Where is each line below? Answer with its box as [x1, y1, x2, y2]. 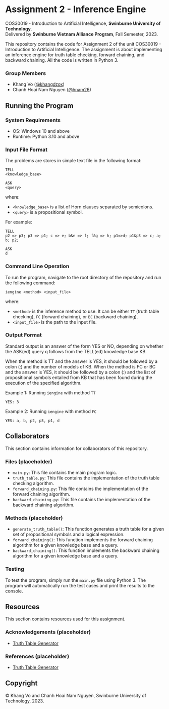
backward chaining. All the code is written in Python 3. [5, 57, 119, 63]
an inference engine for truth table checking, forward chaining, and [5, 52, 145, 58]
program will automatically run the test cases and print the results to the [5, 582, 155, 588]
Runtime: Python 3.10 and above [12, 133, 80, 139]
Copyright [5, 679, 38, 688]
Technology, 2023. [5, 698, 44, 704]
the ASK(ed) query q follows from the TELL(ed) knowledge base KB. [5, 348, 147, 354]
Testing [5, 566, 24, 573]
